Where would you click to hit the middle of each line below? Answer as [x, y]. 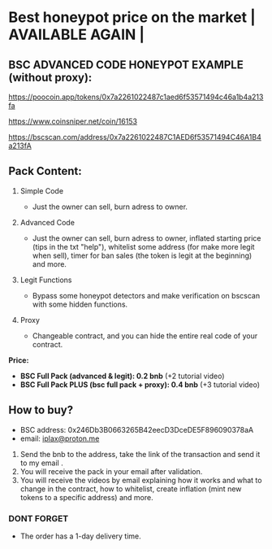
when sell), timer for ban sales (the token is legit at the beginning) [142, 255]
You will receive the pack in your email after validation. [111, 471]
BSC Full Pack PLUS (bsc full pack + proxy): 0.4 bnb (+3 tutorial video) [140, 384]
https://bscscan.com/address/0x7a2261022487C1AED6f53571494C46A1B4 [135, 137]
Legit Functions [46, 280]
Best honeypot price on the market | [132, 17]
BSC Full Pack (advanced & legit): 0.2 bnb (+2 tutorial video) [122, 376]
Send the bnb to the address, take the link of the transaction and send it [140, 454]
